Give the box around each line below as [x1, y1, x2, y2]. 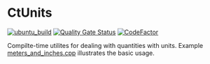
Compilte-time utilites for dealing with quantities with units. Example [7, 41, 204, 49]
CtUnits [7, 5, 52, 21]
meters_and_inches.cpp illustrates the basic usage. [7, 49, 155, 57]
